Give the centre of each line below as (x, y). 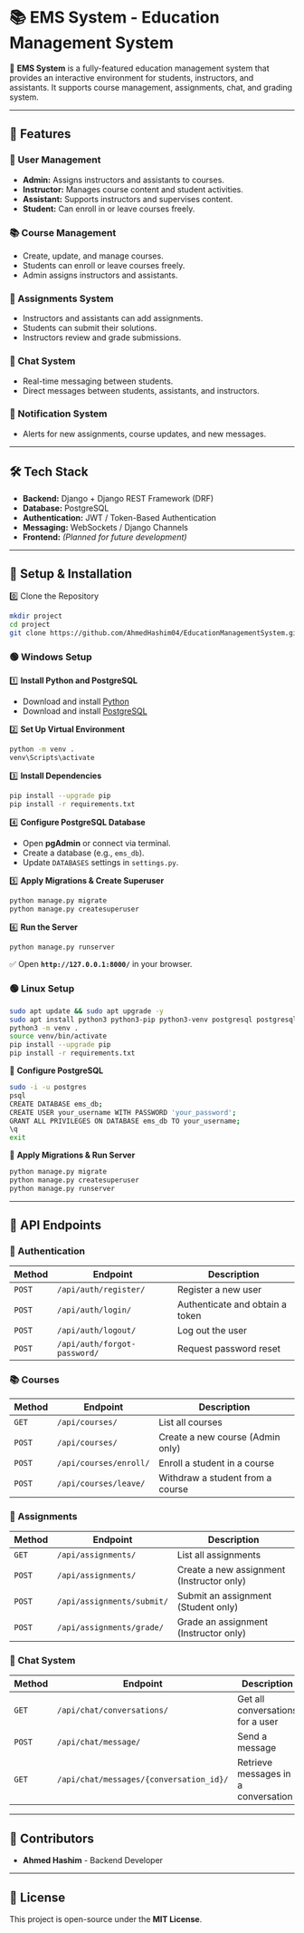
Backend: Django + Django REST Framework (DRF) (118, 498)
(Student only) (208, 1607)
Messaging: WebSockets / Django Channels (105, 527)
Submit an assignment (224, 1596)
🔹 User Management (55, 160)
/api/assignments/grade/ (111, 1628)
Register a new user (219, 1290)
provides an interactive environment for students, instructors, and (132, 77)
